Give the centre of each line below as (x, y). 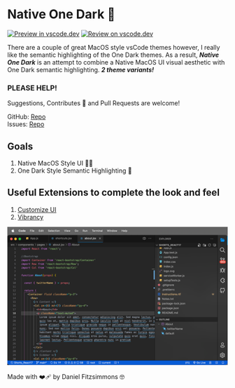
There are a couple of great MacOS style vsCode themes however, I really (114, 47)
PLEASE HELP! (32, 88)
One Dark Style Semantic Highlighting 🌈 (74, 170)
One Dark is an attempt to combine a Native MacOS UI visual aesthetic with (116, 62)
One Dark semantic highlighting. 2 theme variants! (81, 69)
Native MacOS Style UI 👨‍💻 (55, 163)
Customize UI (37, 209)
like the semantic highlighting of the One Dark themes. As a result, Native (113, 55)
